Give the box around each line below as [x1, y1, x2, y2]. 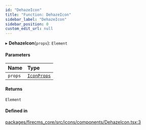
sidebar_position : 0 [5, 21, 49, 27]
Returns [5, 85, 23, 92]
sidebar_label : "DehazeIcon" [5, 17, 67, 22]
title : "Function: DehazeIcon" [5, 12, 71, 17]
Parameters [5, 52, 30, 58]
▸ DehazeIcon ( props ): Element [5, 40, 67, 46]
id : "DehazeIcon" [5, 7, 42, 13]
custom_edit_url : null [5, 26, 53, 31]
